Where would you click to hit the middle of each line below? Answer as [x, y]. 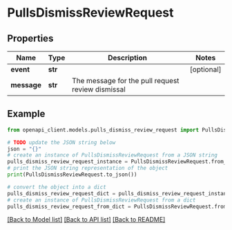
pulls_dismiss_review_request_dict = [61, 193]
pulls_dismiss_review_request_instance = [68, 162]
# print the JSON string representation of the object [88, 168]
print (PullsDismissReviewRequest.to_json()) [72, 175]
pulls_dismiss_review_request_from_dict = [69, 206]
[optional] [205, 69]
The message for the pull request [125, 81]
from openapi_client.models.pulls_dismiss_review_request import [103, 130]
